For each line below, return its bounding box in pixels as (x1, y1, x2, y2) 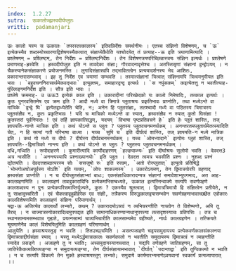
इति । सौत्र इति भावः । (39, 86, 91, 93)
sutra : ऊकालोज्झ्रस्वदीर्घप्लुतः (7, 17, 74, 24)
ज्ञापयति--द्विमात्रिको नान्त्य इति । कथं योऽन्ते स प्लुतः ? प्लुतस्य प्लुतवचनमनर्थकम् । (7, 141, 183, 149)
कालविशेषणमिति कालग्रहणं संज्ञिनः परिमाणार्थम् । (7, 196, 103, 204)
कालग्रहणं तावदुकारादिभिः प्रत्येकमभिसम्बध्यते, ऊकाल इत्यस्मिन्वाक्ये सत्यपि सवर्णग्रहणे (41, 178, 208, 185)
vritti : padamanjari (7, 23, 71, 30)
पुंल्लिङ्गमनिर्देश (7, 86, 37, 93)
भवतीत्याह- (206, 80, 229, 87)
